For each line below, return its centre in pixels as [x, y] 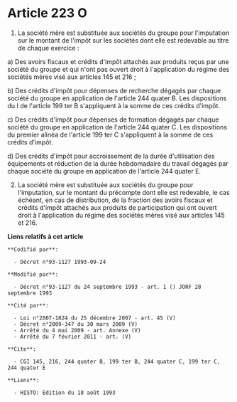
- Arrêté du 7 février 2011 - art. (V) [73, 337]
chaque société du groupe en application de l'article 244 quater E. [104, 171]
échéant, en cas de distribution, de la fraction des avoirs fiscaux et [115, 200]
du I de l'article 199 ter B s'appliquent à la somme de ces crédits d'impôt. [114, 105]
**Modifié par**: [33, 274]
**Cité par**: [28, 305]
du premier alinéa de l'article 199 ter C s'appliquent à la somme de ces [110, 134]
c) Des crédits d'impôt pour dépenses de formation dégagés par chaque [113, 120]
